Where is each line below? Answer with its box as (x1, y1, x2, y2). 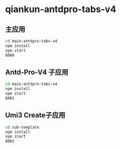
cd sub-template (5, 125, 39, 130)
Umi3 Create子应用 (5, 111, 66, 120)
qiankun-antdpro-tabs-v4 (5, 4, 116, 15)
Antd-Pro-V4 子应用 (5, 68, 69, 76)
